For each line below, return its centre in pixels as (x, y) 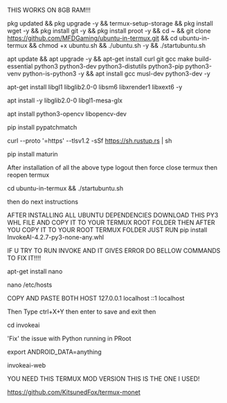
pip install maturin (33, 154)
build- (203, 59)
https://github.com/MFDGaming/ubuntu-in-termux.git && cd (92, 38)
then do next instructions (43, 201)
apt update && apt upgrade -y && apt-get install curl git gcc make (100, 59)
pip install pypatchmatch (42, 127)
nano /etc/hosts (30, 285)
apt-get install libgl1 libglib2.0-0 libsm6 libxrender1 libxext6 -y (95, 87)
